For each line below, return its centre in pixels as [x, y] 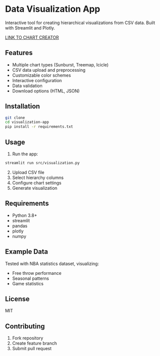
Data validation [27, 86]
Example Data [27, 252]
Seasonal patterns [31, 278]
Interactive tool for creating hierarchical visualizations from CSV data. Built [80, 23]
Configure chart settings [37, 182]
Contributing [25, 326]
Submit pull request [32, 349]
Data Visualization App [53, 9]
